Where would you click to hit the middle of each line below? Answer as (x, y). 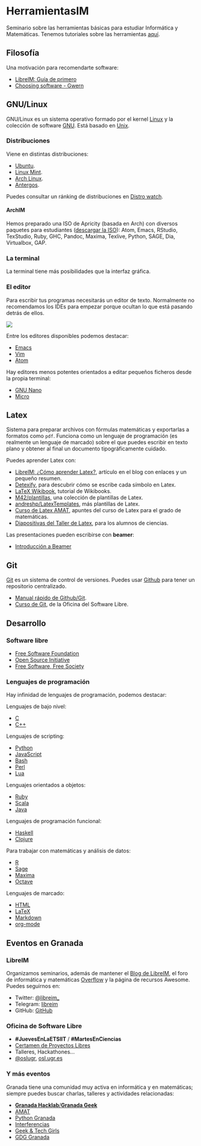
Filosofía (23, 53)
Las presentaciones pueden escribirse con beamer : (70, 535)
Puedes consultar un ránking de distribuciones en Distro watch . (85, 196)
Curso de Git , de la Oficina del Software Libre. (72, 604)
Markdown (28, 918)
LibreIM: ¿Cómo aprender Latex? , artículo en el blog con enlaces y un (101, 472)
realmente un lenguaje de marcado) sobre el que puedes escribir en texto (97, 443)
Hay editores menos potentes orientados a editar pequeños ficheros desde (99, 372)
